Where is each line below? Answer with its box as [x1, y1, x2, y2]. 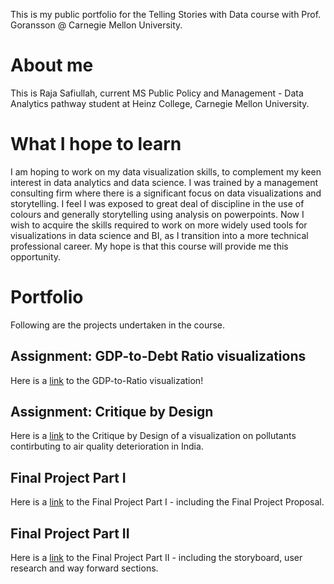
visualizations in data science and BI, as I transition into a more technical [10, 229, 309, 241]
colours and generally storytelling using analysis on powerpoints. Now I [10, 208, 305, 220]
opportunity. [10, 250, 62, 263]
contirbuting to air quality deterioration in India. [10, 440, 204, 453]
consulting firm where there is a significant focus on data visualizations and [10, 187, 322, 199]
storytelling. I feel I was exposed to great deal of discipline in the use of [10, 197, 305, 209]
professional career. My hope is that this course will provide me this [10, 240, 289, 252]
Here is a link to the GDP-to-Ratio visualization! [10, 374, 204, 386]
